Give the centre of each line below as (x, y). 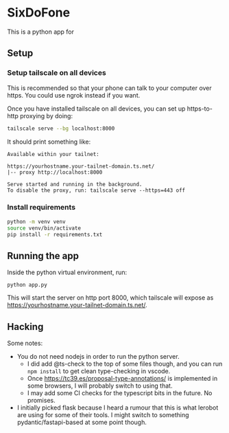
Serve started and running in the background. (75, 184)
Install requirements (41, 208)
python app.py (27, 285)
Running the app (43, 256)
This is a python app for (40, 32)
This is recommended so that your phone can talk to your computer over (110, 88)
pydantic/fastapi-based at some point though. (82, 422)
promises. (41, 401)
